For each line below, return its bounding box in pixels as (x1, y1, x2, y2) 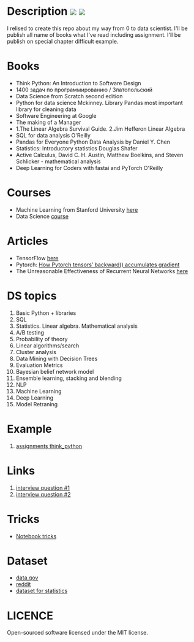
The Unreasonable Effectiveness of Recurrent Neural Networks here (15, 267, 188, 274)
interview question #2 (15, 490, 71, 498)
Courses (7, 186, 51, 200)
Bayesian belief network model (15, 368, 94, 375)
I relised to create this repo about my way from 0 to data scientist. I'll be (7, 25, 188, 32)
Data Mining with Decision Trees (15, 355, 98, 362)
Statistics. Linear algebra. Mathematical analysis (15, 322, 138, 330)
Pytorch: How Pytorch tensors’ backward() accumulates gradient (15, 261, 180, 268)
